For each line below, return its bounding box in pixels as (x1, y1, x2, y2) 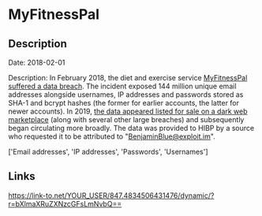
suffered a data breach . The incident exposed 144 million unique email (8, 81, 237, 91)
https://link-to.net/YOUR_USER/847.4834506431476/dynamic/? (8, 191, 215, 200)
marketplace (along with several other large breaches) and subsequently (8, 115, 245, 124)
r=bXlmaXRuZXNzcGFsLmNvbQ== (8, 199, 122, 208)
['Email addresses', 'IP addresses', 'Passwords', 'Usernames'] (8, 147, 208, 156)
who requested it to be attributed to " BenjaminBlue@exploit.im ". (8, 132, 215, 141)
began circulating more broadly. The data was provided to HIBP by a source (8, 124, 255, 132)
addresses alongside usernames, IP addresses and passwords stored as (8, 90, 244, 99)
